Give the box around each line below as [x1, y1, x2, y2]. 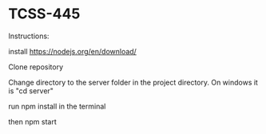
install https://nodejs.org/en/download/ [8, 46, 137, 56]
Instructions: [8, 31, 50, 41]
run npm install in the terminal [8, 101, 106, 111]
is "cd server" [8, 85, 54, 96]
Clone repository [8, 61, 64, 72]
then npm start [8, 116, 58, 126]
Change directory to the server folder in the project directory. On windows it [8, 77, 258, 87]
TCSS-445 [8, 5, 81, 23]
